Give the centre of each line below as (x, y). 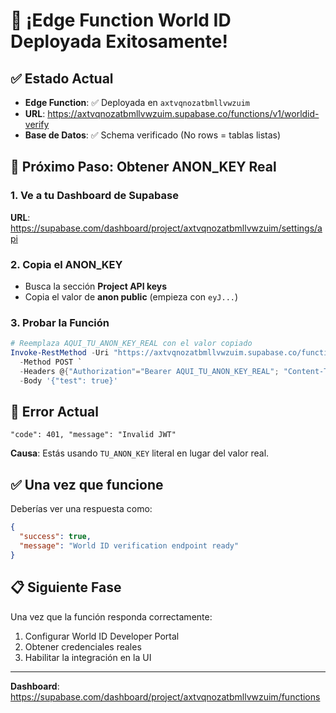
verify (37, 124)
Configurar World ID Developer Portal (102, 636)
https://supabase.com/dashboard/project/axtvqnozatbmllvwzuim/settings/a (166, 228)
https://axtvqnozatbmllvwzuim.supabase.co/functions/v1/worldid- (183, 113)
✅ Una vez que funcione (87, 484)
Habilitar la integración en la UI (88, 657)
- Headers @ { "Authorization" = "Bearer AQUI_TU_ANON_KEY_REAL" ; (149, 371)
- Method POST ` (51, 362)
